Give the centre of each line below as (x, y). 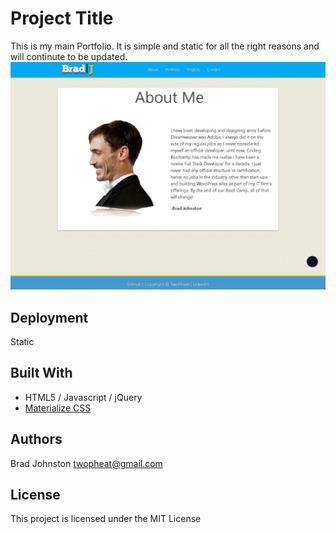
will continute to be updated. (69, 56)
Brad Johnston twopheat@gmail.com (86, 463)
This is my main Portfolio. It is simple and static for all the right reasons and (165, 46)
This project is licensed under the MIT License (106, 519)
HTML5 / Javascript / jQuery (83, 397)
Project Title (62, 18)
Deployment (49, 317)
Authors (36, 439)
